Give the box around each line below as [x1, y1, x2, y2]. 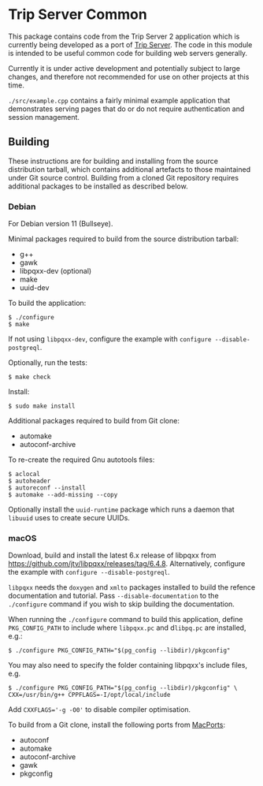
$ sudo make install [8, 402, 76, 411]
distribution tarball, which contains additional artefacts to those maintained [8, 164, 250, 174]
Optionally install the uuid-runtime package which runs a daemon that [8, 505, 235, 514]
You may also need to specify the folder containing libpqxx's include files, [8, 661, 248, 670]
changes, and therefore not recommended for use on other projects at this [8, 72, 250, 81]
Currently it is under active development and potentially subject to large [8, 63, 240, 73]
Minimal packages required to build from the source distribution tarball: [8, 234, 239, 244]
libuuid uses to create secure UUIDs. [8, 513, 130, 523]
